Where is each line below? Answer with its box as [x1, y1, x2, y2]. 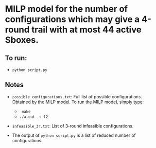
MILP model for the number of [5, 3, 128, 15]
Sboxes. [5, 35, 39, 46]
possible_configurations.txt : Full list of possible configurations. [12, 93, 142, 99]
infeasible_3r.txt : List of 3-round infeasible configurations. [12, 123, 134, 129]
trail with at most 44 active [31, 24, 142, 35]
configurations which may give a [5, 14, 140, 25]
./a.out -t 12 [19, 114, 48, 119]
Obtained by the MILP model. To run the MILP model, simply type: [12, 99, 144, 105]
